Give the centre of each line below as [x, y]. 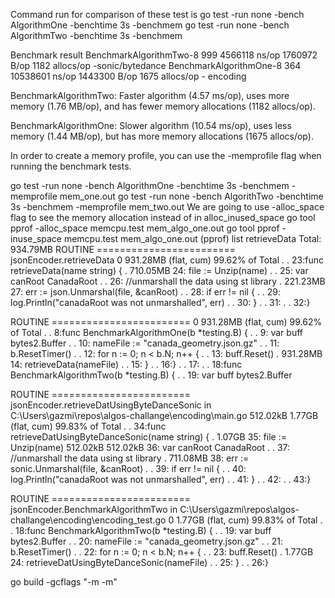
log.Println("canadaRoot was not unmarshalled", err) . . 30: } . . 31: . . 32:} [160, 302]
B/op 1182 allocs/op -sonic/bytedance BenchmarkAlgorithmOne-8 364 [156, 65]
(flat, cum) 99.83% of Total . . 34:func [88, 426]
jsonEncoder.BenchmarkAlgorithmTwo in [94, 509]
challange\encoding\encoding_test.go [88, 520]
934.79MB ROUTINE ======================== [123, 249]
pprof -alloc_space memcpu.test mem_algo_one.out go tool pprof [145, 228]
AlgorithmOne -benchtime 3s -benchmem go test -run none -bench [150, 25]
